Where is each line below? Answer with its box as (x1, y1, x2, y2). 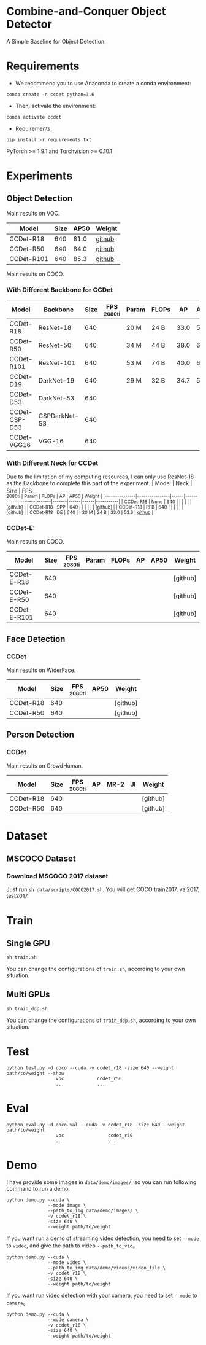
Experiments (6, 169, 73, 183)
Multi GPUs (6, 989, 50, 1000)
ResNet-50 (38, 341, 72, 349)
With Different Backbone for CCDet (6, 286, 113, 294)
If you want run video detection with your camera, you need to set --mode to (6, 1292, 197, 1299)
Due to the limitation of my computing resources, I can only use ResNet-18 (6, 473, 194, 480)
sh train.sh (6, 954, 37, 961)
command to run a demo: (6, 1185, 71, 1192)
